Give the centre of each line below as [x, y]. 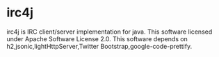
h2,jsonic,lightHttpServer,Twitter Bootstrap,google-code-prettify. [99, 46]
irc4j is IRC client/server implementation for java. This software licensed [109, 32]
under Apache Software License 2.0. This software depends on [97, 38]
